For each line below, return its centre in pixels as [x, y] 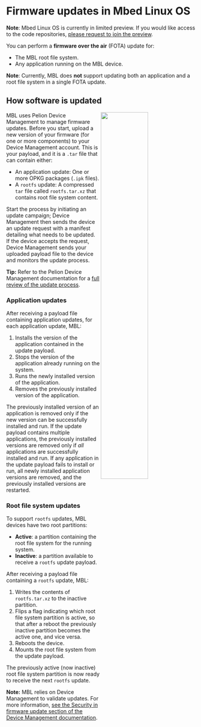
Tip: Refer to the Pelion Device [44, 271]
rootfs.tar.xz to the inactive [51, 599]
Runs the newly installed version [55, 376]
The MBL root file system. [47, 57]
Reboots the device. [40, 643]
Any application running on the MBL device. [69, 64]
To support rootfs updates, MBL [46, 519]
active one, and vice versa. [48, 637]
